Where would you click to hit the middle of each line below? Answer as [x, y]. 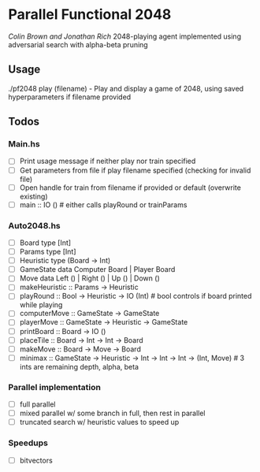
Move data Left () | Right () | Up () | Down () [89, 278]
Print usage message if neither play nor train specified [108, 161]
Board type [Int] [45, 243]
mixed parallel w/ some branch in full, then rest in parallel [112, 413]
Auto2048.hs [34, 225]
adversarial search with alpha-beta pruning [78, 44]
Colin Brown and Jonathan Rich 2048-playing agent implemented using [125, 36]
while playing [41, 305]
